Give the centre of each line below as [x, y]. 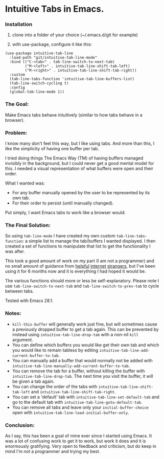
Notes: [13, 313]
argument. [23, 340]
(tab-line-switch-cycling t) [39, 83]
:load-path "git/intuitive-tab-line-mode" [53, 58]
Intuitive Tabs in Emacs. [55, 9]
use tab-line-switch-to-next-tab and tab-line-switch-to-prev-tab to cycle [82, 286]
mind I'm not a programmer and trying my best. [53, 451]
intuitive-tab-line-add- [125, 350]
